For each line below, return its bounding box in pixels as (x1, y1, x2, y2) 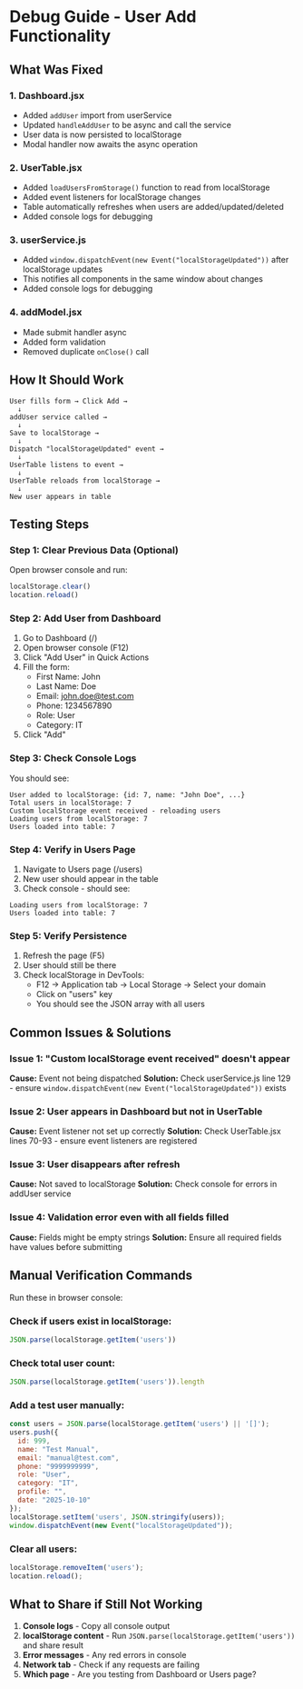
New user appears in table (9, 492, 112, 501)
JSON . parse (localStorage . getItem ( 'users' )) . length (9, 1377, 205, 1387)
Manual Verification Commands (9, 1268, 193, 1284)
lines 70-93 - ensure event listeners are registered (9, 1135, 198, 1146)
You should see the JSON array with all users (35, 998, 206, 1010)
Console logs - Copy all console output (22, 1621, 171, 1632)
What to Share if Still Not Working (9, 1597, 203, 1613)
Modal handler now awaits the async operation (22, 138, 198, 149)
